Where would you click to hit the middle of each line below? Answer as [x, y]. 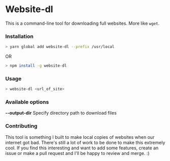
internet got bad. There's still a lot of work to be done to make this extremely [85, 142]
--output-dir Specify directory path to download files [61, 113]
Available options [27, 102]
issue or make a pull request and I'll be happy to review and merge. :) [77, 153]
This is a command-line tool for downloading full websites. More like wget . [82, 23]
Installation [20, 36]
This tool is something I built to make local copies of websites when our [80, 137]
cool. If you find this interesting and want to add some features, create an [82, 148]
